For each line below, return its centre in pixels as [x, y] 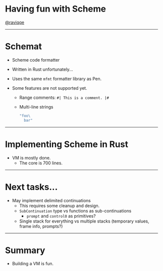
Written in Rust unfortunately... [42, 69]
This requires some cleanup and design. [59, 206]
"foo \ [25, 116]
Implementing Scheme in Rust [67, 144]
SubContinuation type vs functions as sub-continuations [75, 211]
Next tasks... [32, 187]
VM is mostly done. [31, 158]
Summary [25, 250]
